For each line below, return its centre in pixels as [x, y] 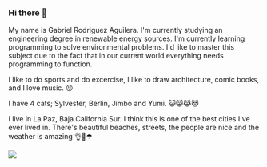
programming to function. [50, 64]
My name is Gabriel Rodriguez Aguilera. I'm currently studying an [116, 30]
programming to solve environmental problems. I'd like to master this [121, 47]
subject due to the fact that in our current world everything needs [116, 56]
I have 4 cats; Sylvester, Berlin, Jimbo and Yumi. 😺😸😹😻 [104, 104]
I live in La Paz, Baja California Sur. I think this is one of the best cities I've [129, 119]
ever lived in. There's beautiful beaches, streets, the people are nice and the [134, 128]
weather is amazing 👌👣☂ [50, 137]
